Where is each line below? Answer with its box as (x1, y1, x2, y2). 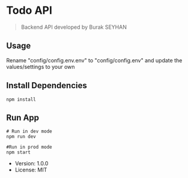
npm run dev (6, 134, 36, 140)
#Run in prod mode (6, 144, 52, 150)
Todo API (6, 4, 53, 17)
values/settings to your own (6, 63, 75, 70)
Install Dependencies (6, 80, 87, 90)
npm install (6, 96, 36, 102)
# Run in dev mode (6, 128, 52, 135)
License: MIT (14, 166, 47, 174)
